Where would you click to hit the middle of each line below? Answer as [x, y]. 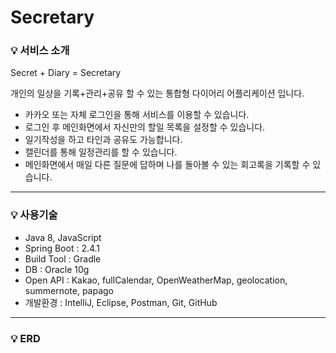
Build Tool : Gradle [63, 258]
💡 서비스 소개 [40, 51]
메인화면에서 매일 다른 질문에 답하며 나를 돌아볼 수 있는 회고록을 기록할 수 [167, 165]
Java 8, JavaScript [63, 237]
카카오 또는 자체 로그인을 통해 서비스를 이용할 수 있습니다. [137, 115]
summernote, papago [69, 290]
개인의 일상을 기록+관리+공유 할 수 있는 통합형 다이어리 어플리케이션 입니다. [157, 93]
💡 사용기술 [34, 215]
